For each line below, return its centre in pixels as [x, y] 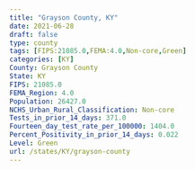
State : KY [28, 76]
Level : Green [34, 143]
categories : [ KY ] [42, 59]
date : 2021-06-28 [42, 26]
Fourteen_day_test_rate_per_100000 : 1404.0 [92, 127]
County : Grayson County [54, 68]
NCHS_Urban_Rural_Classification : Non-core [92, 110]
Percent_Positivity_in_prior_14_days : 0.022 [94, 135]
